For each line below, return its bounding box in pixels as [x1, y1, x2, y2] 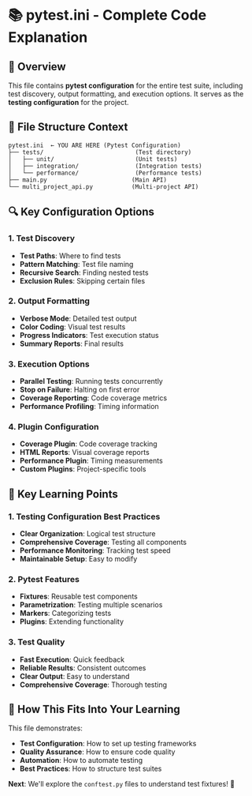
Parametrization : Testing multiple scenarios [19, 600, 163, 610]
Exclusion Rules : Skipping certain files [19, 276, 146, 285]
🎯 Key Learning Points [8, 487, 118, 501]
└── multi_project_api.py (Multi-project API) [8, 182, 199, 190]
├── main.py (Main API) [8, 175, 168, 184]
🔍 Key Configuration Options [8, 205, 155, 219]
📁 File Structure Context [8, 120, 128, 134]
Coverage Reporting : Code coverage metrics [19, 393, 168, 403]
